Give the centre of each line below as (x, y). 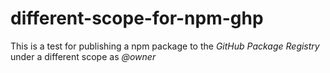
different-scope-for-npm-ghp (137, 18)
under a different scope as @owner (83, 56)
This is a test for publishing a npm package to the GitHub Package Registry (165, 46)
